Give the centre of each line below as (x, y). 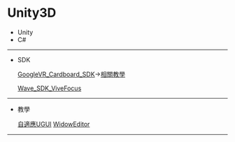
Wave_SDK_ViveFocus (49, 88)
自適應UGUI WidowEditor (54, 124)
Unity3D (32, 13)
